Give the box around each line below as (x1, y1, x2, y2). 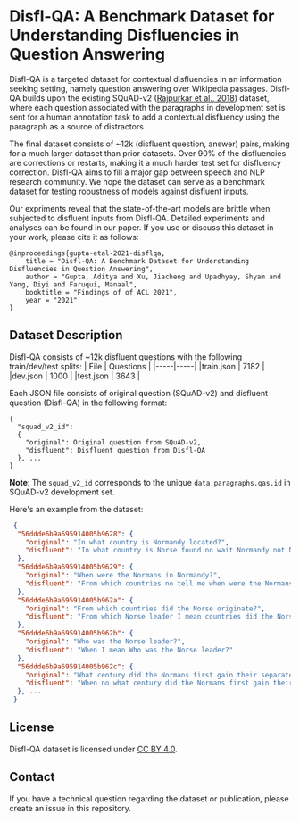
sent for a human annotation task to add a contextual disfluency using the (9, 112, 280, 122)
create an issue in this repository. (9, 802, 132, 813)
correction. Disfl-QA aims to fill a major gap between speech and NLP (9, 167, 265, 178)
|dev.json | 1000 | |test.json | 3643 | (9, 370, 141, 381)
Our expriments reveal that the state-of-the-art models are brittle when (9, 203, 271, 213)
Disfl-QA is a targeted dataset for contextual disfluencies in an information (9, 73, 283, 84)
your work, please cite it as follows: (9, 231, 139, 242)
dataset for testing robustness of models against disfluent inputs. (9, 186, 249, 196)
